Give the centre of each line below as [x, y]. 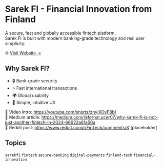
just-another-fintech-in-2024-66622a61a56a [50, 122]
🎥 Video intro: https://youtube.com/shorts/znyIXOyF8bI [61, 112]
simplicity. [15, 43]
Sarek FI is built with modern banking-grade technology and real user [75, 38]
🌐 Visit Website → [23, 53]
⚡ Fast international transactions [44, 88]
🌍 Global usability [30, 95]
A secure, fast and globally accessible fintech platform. [61, 33]
